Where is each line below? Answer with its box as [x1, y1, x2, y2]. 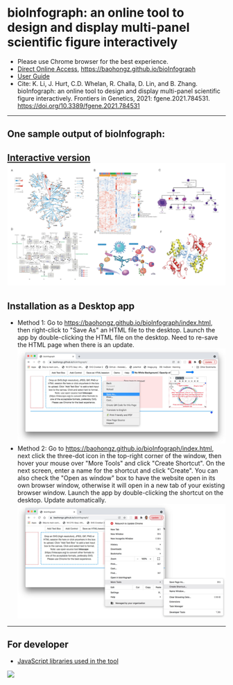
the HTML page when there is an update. [17, 341, 135, 349]
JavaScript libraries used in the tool [17, 657, 119, 666]
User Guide [17, 71, 50, 81]
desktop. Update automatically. [17, 496, 107, 505]
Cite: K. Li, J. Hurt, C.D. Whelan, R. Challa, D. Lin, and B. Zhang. [17, 79, 198, 87]
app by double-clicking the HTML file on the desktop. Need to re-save [17, 333, 218, 341]
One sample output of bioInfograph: [7, 128, 165, 140]
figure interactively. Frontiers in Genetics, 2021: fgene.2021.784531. [17, 94, 210, 102]
